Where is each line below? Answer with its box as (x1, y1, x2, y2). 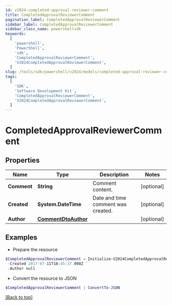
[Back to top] (5, 294, 33, 300)
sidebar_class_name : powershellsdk (5, 27, 81, 32)
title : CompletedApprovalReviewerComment (5, 12, 95, 17)
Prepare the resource (12, 246, 58, 252)
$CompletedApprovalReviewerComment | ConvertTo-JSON (5, 285, 120, 290)
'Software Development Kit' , (14, 88, 77, 94)
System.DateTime (37, 201, 82, 208)
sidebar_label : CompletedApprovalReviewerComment (5, 21, 114, 27)
